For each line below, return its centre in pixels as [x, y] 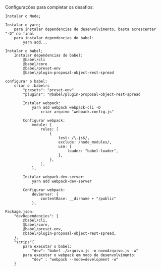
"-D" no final [20, 34]
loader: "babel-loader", [93, 151]
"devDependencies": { [36, 216]
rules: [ [49, 129]
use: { [65, 146]
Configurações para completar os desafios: [50, 7]
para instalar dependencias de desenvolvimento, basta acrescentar [85, 29]
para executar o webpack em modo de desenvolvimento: [80, 255]
